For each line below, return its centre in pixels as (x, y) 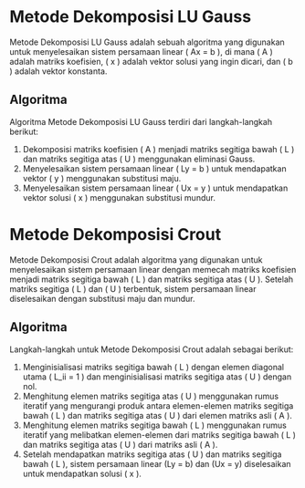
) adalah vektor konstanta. (58, 71)
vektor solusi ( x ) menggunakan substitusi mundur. (119, 197)
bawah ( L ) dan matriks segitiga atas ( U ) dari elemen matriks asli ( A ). (157, 415)
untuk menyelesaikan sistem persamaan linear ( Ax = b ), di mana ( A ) (141, 51)
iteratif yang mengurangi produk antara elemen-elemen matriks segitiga (158, 405)
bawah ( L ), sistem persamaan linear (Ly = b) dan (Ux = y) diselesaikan (157, 463)
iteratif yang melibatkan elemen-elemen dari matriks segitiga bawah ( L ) (159, 434)
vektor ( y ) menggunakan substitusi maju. (102, 178)
